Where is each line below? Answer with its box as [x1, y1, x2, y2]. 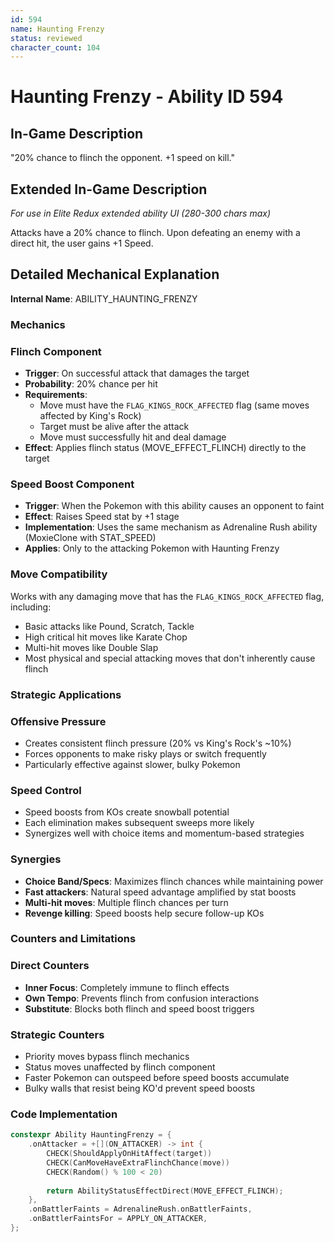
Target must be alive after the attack [39, 421, 190, 433]
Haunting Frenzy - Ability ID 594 [10, 86, 284, 108]
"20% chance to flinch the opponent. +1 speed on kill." [10, 152, 236, 164]
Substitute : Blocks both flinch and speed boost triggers [24, 1002, 255, 1015]
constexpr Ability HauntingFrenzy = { [10, 1130, 172, 1140]
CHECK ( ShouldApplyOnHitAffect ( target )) [46, 1149, 213, 1159]
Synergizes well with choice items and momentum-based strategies [24, 827, 305, 840]
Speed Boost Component [10, 477, 135, 491]
